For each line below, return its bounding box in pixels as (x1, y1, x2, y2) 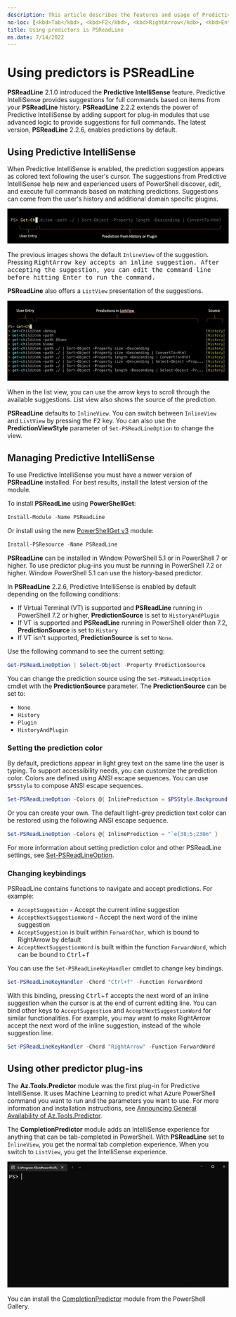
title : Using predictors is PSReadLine (7, 26, 124, 33)
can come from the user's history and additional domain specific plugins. (7, 194, 219, 203)
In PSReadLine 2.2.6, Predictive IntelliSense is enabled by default (7, 582, 197, 591)
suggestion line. (7, 1028, 54, 1037)
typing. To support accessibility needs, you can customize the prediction (7, 766, 218, 775)
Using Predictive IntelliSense (7, 146, 136, 158)
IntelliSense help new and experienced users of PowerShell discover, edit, (7, 180, 221, 188)
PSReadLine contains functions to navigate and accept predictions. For (7, 884, 213, 892)
